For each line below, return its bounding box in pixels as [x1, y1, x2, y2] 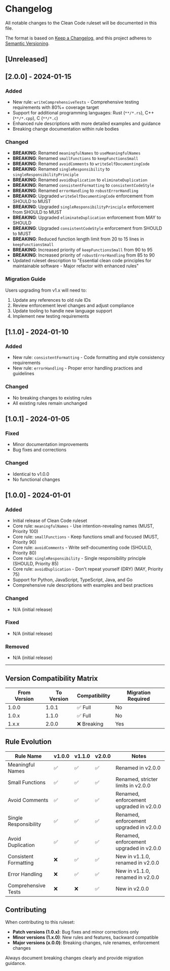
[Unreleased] [5, 55, 48, 64]
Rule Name [15, 752, 42, 759]
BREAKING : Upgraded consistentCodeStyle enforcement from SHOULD [12, 225, 162, 231]
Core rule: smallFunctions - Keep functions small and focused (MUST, [12, 534, 159, 540]
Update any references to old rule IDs [12, 297, 91, 303]
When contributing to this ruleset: [5, 919, 75, 925]
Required [127, 695, 150, 702]
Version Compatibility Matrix [5, 674, 98, 682]
